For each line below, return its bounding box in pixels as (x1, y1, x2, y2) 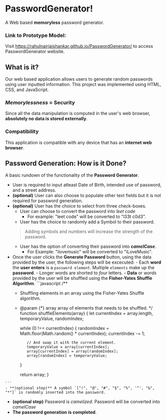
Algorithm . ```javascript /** (12, 281, 68, 287)
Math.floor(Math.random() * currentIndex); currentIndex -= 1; (19, 330, 146, 336)
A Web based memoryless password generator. (5, 19, 104, 25)
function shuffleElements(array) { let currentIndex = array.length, (19, 311, 153, 316)
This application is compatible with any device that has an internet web (5, 139, 152, 145)
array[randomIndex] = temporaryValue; (26, 353, 107, 358)
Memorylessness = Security (5, 99, 75, 106)
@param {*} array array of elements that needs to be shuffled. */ (19, 305, 153, 311)
